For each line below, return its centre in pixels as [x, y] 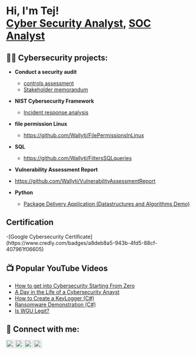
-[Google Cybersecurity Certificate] [49, 237]
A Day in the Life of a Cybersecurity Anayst [67, 292]
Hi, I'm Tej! [33, 11]
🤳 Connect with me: [43, 330]
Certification [30, 222]
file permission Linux [41, 124]
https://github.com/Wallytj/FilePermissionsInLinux [84, 135]
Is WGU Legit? [32, 310]
